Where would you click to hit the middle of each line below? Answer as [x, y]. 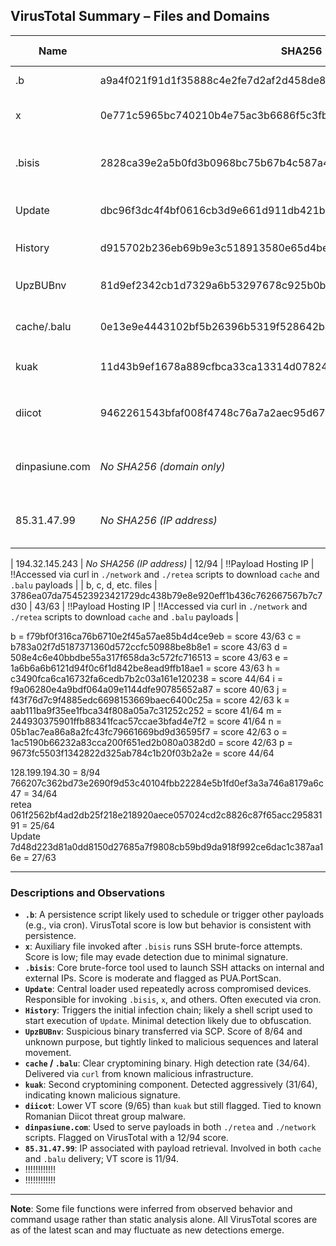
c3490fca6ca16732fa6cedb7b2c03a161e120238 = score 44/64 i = [147, 678]
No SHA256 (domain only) [162, 466]
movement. [48, 1053]
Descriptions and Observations [88, 892]
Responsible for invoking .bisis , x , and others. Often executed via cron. [173, 1000]
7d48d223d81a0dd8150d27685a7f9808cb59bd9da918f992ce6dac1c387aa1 [167, 846]
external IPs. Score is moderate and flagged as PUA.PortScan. [153, 978]
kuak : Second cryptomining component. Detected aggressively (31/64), [171, 1085]
